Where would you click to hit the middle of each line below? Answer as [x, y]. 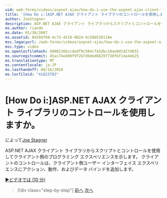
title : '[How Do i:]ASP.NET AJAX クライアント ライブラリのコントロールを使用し [83, 14]
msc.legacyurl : [21, 42]
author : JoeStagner [25, 19]
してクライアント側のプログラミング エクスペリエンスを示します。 [73, 156]
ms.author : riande [24, 28]
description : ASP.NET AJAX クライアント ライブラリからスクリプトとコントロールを [83, 24]
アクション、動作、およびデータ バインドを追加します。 [79, 169]
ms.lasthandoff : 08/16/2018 [34, 70]
